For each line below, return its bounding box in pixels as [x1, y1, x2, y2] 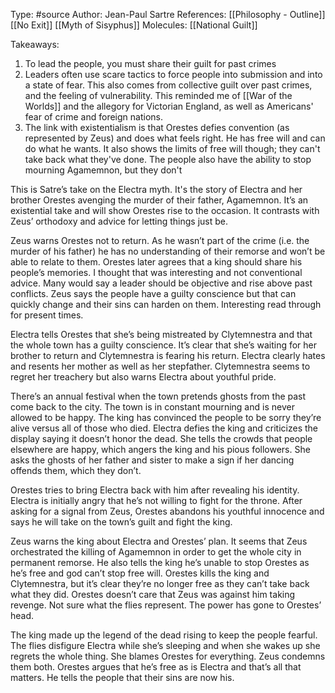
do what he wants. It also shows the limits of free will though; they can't [24, 143, 321, 154]
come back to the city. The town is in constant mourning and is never [10, 401, 295, 413]
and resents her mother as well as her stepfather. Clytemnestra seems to [10, 360, 311, 372]
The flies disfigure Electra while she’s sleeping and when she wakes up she [10, 640, 321, 651]
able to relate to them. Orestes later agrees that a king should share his [10, 256, 303, 268]
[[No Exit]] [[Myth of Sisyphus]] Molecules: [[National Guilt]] [10, 19, 258, 31]
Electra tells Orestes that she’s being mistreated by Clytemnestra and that [10, 329, 313, 340]
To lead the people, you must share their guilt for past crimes [24, 58, 277, 69]
